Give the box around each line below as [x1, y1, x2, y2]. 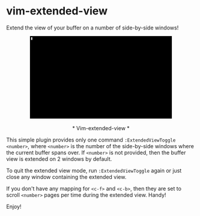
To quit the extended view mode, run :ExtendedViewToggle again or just [6, 167, 182, 174]
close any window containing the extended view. [6, 173, 127, 181]
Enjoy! [6, 203, 22, 210]
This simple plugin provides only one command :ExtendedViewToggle [6, 136, 176, 143]
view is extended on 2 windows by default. [6, 155, 112, 163]
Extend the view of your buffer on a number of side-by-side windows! [6, 24, 179, 31]
